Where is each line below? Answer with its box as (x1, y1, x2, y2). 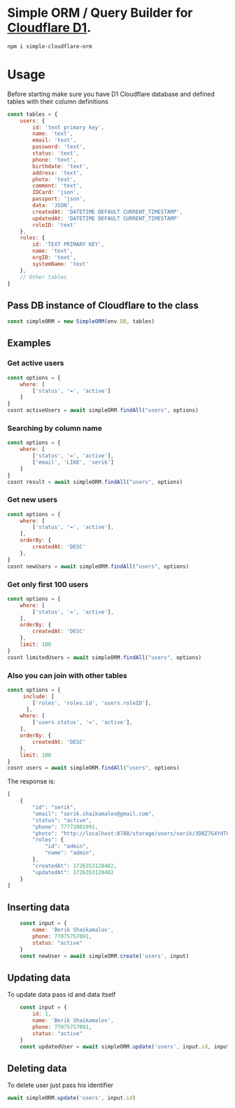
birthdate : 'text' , (32, 162, 90, 169)
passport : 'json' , (32, 195, 86, 202)
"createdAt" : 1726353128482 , (32, 862, 117, 869)
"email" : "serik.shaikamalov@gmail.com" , (32, 810, 155, 817)
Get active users (7, 359, 64, 368)
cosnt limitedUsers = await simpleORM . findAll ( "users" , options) (7, 653, 201, 661)
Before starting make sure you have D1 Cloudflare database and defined (7, 90, 215, 98)
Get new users (7, 495, 58, 505)
